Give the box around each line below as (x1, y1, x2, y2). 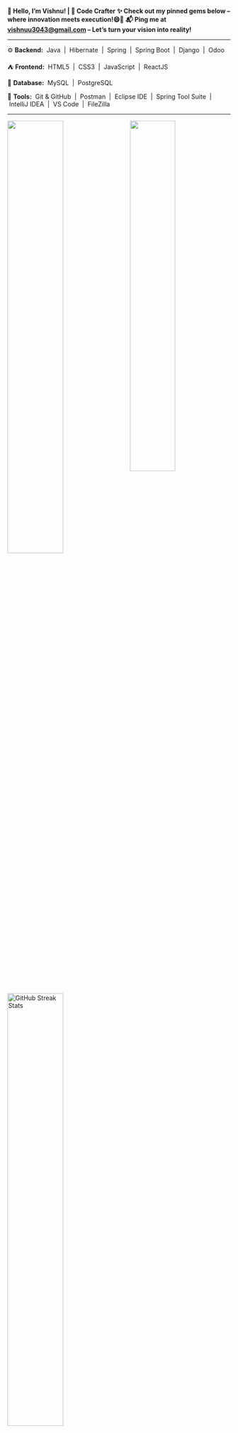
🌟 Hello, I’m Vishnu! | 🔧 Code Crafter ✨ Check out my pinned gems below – (7, 7, 230, 15)
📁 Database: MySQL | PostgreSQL (7, 79, 113, 87)
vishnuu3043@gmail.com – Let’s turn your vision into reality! (7, 26, 192, 33)
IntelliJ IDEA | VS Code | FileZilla (8, 100, 110, 108)
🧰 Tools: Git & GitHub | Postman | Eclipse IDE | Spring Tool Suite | (7, 92, 212, 101)
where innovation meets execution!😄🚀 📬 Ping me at (7, 15, 166, 23)
